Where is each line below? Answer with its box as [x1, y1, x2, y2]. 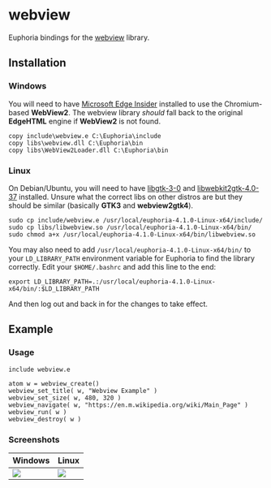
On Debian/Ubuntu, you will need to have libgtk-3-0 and [8, 183, 196, 192]
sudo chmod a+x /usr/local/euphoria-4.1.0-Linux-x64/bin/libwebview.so [8, 230, 256, 239]
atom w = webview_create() [8, 379, 100, 387]
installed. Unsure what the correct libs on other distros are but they [19, 192, 243, 201]
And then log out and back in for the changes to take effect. [8, 299, 209, 309]
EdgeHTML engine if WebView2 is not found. [8, 116, 161, 126]
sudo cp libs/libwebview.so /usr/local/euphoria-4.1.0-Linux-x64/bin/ [8, 223, 252, 231]
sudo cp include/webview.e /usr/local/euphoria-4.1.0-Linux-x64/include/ [8, 216, 264, 224]
